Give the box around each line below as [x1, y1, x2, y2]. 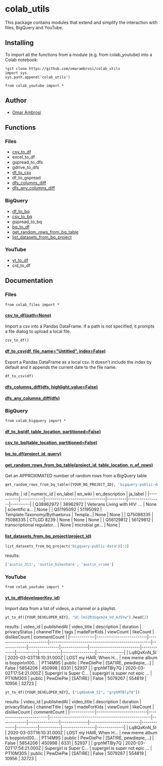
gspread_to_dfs [12, 159, 43, 165]
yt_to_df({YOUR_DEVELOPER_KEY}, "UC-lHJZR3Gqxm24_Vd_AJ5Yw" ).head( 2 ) [5, 615, 149, 620]
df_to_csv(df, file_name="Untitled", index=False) [5, 348, 106, 354]
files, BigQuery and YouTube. [5, 24, 64, 30]
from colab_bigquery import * [5, 418, 66, 423]
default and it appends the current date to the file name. [5, 364, 117, 370]
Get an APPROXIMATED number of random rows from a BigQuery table [5, 473, 147, 479]
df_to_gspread [12, 175, 41, 181]
